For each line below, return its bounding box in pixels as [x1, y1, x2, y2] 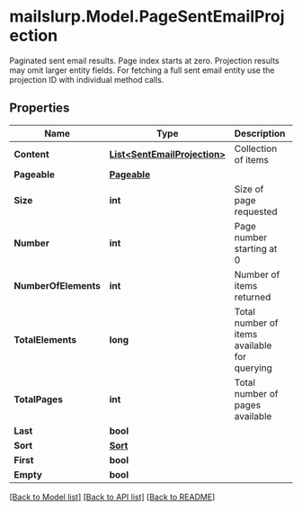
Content [13, 148, 49, 160]
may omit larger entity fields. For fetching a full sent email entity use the [9, 65, 275, 76]
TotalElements [13, 333, 77, 345]
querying [234, 362, 272, 374]
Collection [234, 142, 278, 155]
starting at [234, 242, 278, 255]
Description [234, 127, 286, 139]
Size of [234, 183, 264, 195]
